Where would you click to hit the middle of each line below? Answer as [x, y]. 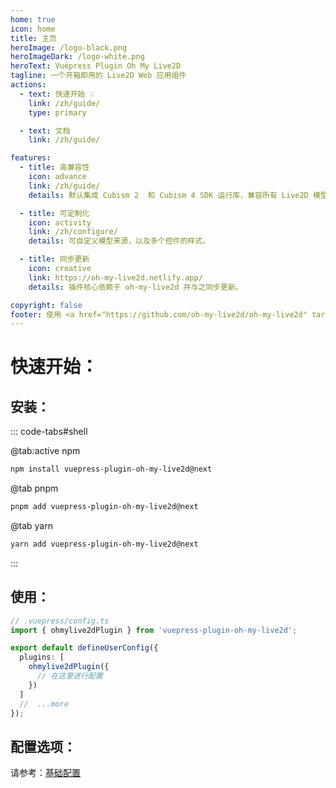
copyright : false [46, 305]
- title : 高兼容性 [54, 167]
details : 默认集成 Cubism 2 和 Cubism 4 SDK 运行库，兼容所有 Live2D [168, 195]
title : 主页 [33, 38]
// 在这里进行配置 [69, 676]
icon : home [33, 29]
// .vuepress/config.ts [60, 621]
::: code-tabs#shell [49, 432]
